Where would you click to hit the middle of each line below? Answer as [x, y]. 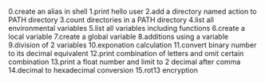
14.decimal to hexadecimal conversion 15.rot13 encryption [103, 70]
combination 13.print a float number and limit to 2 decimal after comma [125, 62]
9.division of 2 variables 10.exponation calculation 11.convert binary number [132, 45]
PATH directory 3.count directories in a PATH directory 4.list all [111, 20]
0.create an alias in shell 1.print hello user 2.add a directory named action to [132, 11]
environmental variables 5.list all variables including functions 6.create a [127, 28]
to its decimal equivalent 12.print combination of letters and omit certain [126, 53]
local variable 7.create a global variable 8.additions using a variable [119, 36]
